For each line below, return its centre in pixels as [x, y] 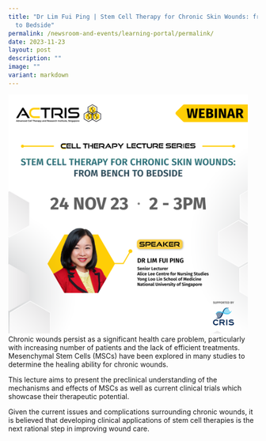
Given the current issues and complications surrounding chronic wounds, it [131, 412]
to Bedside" [35, 25]
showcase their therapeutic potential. [69, 396]
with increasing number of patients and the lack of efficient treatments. [124, 347]
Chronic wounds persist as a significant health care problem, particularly [127, 339]
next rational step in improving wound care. [79, 428]
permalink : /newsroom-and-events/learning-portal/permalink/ [111, 33]
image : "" [25, 67]
